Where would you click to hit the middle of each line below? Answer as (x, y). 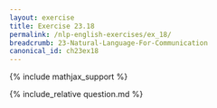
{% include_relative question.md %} (76, 94)
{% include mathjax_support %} (69, 76)
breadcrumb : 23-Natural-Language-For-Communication (108, 43)
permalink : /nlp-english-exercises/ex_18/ (90, 34)
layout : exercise (42, 18)
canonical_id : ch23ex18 (54, 51)
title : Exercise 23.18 (52, 26)
